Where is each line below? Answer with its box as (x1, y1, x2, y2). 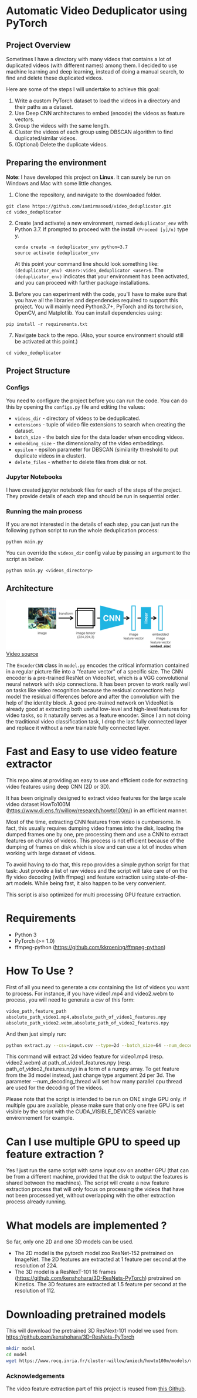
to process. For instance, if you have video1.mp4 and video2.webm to (6, 990, 174, 997)
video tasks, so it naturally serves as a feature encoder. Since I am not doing (6, 712, 191, 719)
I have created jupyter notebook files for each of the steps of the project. (6, 486, 182, 493)
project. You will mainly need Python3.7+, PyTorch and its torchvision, (14, 303, 184, 310)
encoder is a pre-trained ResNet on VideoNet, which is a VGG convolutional (6, 674, 189, 681)
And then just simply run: (6, 1030, 66, 1037)
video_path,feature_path (6, 1008, 67, 1014)
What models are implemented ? (6, 1219, 167, 1232)
